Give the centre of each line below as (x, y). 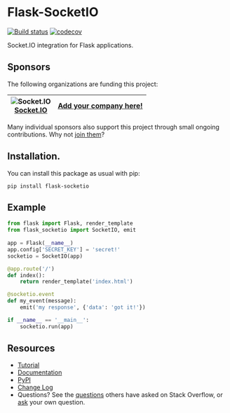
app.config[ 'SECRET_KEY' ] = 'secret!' (64, 249)
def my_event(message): (42, 301)
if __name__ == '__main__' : (48, 320)
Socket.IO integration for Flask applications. (70, 45)
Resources (31, 348)
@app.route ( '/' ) (31, 269)
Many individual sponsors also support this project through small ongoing (113, 127)
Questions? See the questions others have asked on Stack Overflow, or (120, 395)
